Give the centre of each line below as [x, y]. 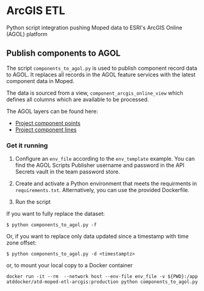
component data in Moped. [40, 81]
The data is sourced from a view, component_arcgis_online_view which [95, 93]
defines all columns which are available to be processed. [78, 99]
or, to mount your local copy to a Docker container [70, 265]
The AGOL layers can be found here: [52, 111]
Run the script [33, 202]
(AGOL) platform [27, 34]
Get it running [27, 145]
